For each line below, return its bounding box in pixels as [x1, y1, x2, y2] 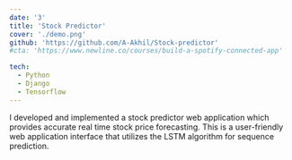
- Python [17, 71, 50, 80]
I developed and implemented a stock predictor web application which [9, 112, 270, 122]
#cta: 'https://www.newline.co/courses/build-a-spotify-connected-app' [9, 46, 283, 55]
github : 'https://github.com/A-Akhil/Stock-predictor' [9, 38, 219, 47]
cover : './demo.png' [9, 29, 87, 38]
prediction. [9, 140, 49, 151]
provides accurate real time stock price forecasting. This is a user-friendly [9, 122, 284, 132]
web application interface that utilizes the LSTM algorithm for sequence [9, 131, 275, 141]
